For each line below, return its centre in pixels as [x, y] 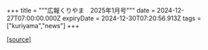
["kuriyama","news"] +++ [43, 26]
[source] [19, 39]
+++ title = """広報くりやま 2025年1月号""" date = [81, 10]
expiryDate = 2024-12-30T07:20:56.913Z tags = [132, 18]
